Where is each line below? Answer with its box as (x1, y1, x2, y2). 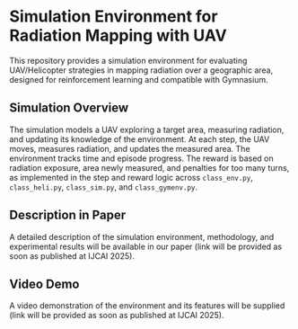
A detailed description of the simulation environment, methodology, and (9, 231, 275, 242)
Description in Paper (9, 208, 127, 223)
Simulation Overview (9, 101, 129, 116)
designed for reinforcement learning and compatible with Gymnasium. (9, 74, 268, 84)
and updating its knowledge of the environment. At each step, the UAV (9, 133, 270, 145)
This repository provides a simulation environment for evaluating (9, 55, 248, 66)
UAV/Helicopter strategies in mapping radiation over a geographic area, (9, 65, 274, 76)
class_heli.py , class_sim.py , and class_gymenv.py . (9, 182, 198, 192)
